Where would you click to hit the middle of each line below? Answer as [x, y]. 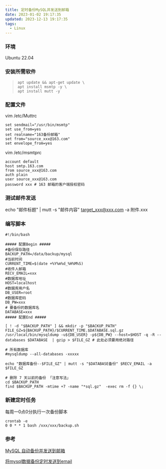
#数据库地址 [16, 278]
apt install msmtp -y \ [42, 87]
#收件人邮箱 [16, 269]
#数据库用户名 [17, 288]
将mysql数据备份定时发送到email [39, 462]
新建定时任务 [21, 400]
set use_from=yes [23, 129]
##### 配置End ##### [26, 317]
